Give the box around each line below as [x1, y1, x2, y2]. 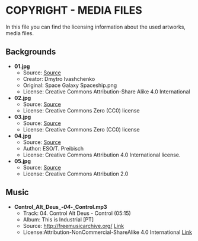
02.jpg [14, 94, 31, 101]
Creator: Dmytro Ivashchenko [23, 75, 95, 82]
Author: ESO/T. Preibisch [23, 145, 84, 152]
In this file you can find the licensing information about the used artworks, [5, 23, 186, 30]
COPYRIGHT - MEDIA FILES [5, 4, 143, 17]
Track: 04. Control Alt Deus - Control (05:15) [23, 209, 131, 217]
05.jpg [14, 157, 31, 164]
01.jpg [14, 62, 30, 70]
